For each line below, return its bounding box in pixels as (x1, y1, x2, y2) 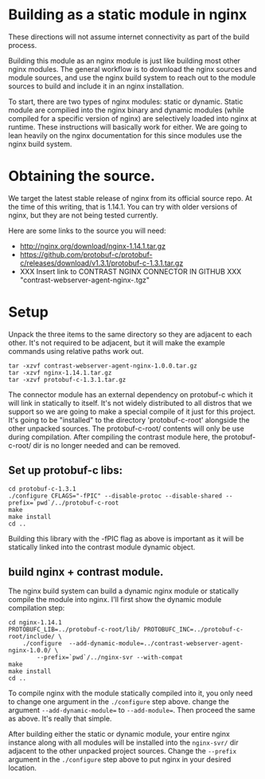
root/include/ (8, 632, 56, 641)
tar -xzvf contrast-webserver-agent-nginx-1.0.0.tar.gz (8, 361, 197, 370)
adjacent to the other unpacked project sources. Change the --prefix (8, 746, 237, 756)
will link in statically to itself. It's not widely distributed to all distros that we (8, 398, 252, 407)
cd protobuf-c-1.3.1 (8, 485, 77, 493)
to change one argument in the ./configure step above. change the (8, 697, 229, 706)
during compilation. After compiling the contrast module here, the (8, 432, 223, 442)
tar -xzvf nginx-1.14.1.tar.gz (8, 368, 112, 376)
